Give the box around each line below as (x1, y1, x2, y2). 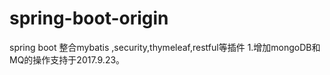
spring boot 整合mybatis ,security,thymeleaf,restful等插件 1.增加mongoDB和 (9, 41, 321, 53)
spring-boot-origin (9, 7, 169, 30)
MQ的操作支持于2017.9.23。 (9, 53, 126, 66)
